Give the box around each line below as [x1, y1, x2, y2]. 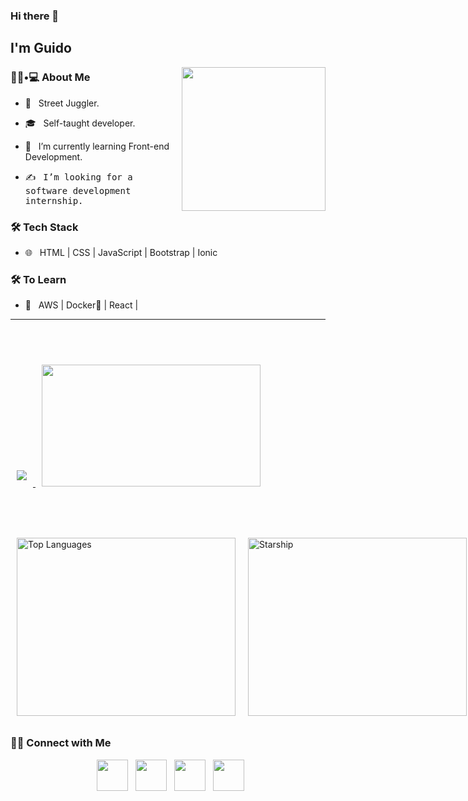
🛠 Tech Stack [10, 220, 79, 234]
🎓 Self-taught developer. [24, 117, 136, 129]
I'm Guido [10, 40, 72, 57]
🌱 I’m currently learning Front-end [24, 140, 170, 152]
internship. [24, 195, 84, 206]
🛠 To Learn [10, 272, 67, 286]
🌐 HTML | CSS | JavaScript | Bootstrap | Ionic [24, 246, 218, 258]
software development [24, 185, 132, 196]
